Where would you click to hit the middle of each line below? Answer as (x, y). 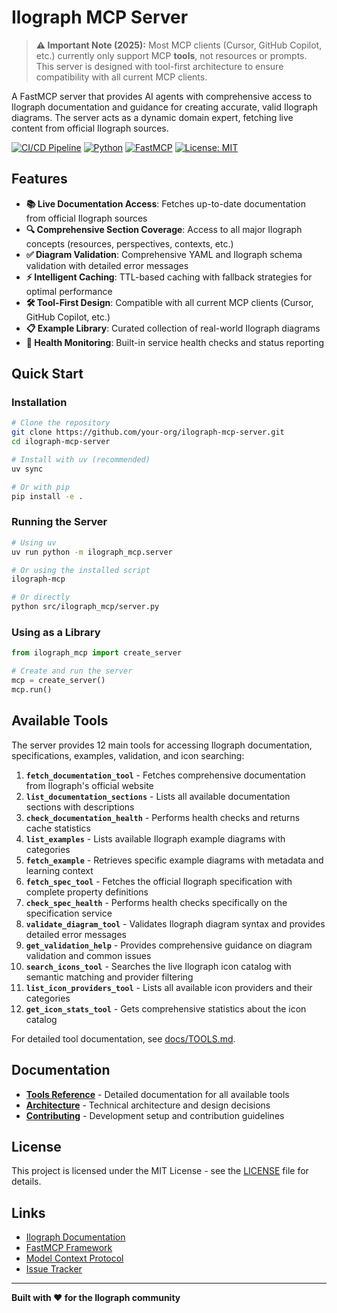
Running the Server (59, 522)
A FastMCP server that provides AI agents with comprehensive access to (162, 96)
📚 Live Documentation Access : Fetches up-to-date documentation (165, 203)
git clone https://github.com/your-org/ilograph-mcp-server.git (148, 432)
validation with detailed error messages (107, 265)
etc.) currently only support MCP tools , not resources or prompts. (171, 55)
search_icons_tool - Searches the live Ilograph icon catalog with (158, 966)
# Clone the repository (61, 423)
